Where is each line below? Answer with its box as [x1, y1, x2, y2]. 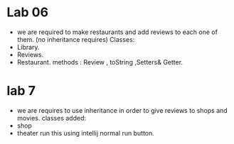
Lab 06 [6, 4, 49, 21]
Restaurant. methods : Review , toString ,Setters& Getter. [16, 57, 183, 66]
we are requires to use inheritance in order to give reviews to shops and [16, 106, 228, 114]
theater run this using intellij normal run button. [16, 128, 154, 137]
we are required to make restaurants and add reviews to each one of [16, 28, 218, 36]
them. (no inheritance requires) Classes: [16, 35, 135, 43]
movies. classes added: [16, 113, 87, 122]
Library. [16, 43, 40, 51]
